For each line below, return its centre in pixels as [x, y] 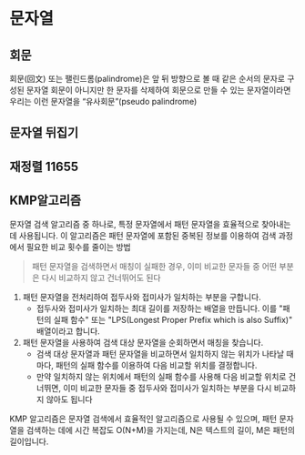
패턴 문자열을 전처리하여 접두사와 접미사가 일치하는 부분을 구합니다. [142, 297]
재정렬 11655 [44, 166]
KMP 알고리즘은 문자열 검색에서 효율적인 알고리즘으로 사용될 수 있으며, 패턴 [143, 419]
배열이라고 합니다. [68, 331]
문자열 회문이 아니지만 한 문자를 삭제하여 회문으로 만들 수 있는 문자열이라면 [158, 90]
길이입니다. [29, 441]
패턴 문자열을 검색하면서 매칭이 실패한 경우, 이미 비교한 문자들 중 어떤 [154, 266]
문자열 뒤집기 [44, 133]
